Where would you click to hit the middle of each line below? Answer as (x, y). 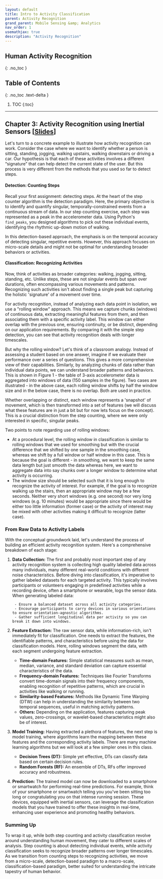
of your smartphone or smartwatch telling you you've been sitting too (81, 792)
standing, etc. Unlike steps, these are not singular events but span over (76, 279)
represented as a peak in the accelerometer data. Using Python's (70, 217)
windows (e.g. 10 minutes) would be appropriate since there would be (82, 501)
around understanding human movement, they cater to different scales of (78, 841)
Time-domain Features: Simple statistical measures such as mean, (87, 661)
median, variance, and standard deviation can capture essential (83, 666)
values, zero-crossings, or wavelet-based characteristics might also (87, 717)
